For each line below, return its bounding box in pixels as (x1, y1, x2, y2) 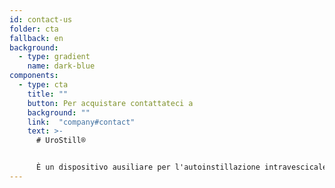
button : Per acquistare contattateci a (27, 98, 194, 108)
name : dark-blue (27, 61, 96, 71)
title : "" (27, 89, 69, 99)
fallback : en (9, 33, 64, 43)
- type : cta (18, 80, 69, 90)
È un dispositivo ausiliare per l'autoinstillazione (35, 162, 261, 173)
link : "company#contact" (27, 117, 136, 127)
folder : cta (9, 24, 59, 34)
